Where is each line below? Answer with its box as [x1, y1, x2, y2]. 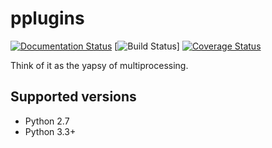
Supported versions [10, 88, 137, 106]
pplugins [10, 7, 85, 30]
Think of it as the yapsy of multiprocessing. [10, 59, 189, 71]
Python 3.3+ [24, 125, 77, 137]
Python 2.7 [24, 115, 70, 127]
